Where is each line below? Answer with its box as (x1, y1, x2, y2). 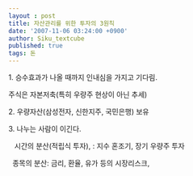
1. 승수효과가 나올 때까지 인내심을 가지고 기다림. (8, 73, 157, 82)
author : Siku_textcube (8, 34, 85, 43)
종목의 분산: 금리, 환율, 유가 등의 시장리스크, (11, 158, 150, 168)
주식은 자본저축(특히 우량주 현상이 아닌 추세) (8, 90, 148, 99)
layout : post (8, 11, 57, 20)
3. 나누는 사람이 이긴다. (8, 124, 82, 133)
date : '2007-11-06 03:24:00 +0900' (8, 27, 128, 35)
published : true (8, 42, 63, 50)
